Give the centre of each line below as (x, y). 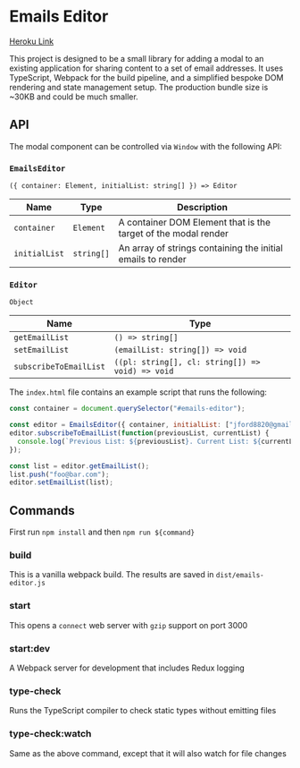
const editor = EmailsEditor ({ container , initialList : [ (119, 425)
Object (21, 303)
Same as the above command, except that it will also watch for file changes (148, 753)
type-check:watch (50, 734)
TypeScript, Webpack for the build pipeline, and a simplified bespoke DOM (146, 77)
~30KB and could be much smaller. (74, 97)
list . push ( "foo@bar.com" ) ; (59, 474)
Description (202, 208)
